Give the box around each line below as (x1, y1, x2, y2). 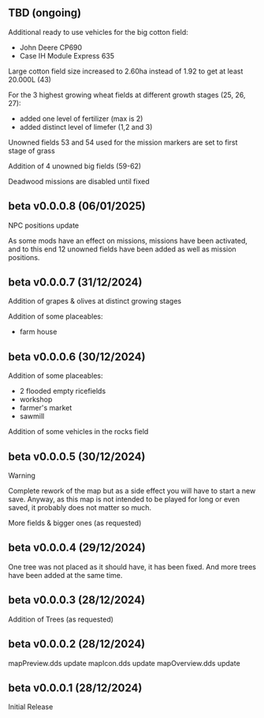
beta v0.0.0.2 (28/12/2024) (8, 637, 146, 651)
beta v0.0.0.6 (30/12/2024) (8, 350, 146, 363)
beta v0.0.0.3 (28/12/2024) (8, 593, 146, 607)
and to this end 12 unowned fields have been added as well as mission (8, 244, 236, 254)
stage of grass (8, 145, 55, 155)
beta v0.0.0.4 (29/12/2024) (8, 541, 146, 554)
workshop (19, 395, 53, 404)
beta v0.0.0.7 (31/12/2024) (8, 276, 143, 289)
